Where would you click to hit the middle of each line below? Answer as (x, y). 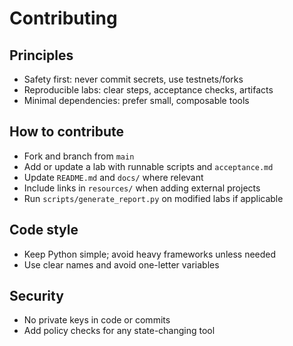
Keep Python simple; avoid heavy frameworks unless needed (150, 254)
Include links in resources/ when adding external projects (142, 188)
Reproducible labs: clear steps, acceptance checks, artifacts (148, 90)
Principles (41, 55)
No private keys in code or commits (97, 320)
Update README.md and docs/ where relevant (113, 177)
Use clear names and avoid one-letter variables (121, 264)
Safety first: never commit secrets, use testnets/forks (133, 79)
